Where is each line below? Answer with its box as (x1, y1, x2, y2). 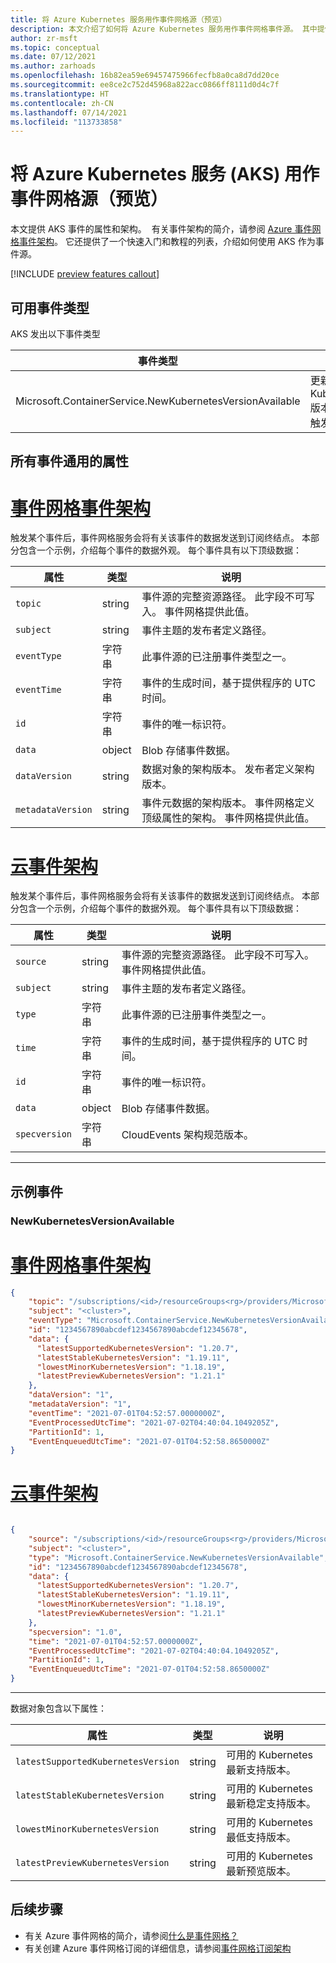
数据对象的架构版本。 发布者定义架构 (141, 762, 315, 776)
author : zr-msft (10, 33, 78, 43)
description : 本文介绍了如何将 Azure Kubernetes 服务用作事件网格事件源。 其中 (10, 24, 318, 34)
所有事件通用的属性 (10, 453, 129, 470)
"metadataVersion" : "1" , (28, 1399, 132, 1410)
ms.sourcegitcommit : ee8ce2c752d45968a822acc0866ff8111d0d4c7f (10, 80, 280, 90)
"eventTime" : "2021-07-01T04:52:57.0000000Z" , (28, 1408, 226, 1418)
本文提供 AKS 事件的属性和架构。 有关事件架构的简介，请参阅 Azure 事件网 (10, 223, 322, 235)
